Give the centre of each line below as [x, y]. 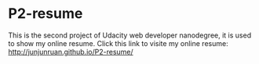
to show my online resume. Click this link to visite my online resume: [119, 43]
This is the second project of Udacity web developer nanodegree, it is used [130, 35]
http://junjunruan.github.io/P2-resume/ [71, 52]
